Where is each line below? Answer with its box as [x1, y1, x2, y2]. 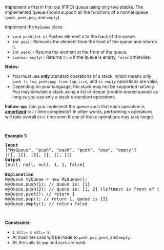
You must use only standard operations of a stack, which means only [12, 73, 152, 79]
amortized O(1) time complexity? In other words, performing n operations [5, 109, 153, 114]
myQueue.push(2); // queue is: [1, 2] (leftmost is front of [5, 186, 155, 192]
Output [5, 157, 21, 162]
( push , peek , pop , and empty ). [5, 15, 61, 20]
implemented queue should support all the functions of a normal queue [5, 9, 148, 15]
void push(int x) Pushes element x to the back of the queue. [12, 34, 137, 39]
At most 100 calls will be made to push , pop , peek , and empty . [12, 234, 131, 240]
